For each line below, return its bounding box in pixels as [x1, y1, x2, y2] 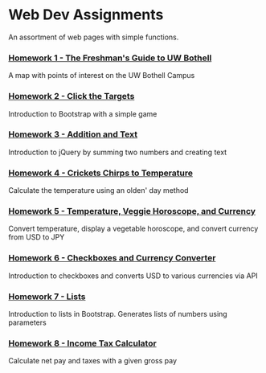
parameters [8, 318, 47, 327]
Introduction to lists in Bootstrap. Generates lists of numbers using [8, 309, 227, 319]
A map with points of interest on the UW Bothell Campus [8, 71, 195, 80]
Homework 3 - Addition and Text [8, 129, 138, 140]
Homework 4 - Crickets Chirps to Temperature [8, 167, 193, 178]
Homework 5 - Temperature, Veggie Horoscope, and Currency [8, 206, 256, 217]
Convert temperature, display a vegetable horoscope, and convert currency [8, 223, 259, 234]
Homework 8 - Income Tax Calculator [8, 338, 157, 349]
